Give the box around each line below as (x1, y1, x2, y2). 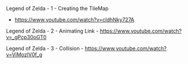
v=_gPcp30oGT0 (6, 34, 47, 40)
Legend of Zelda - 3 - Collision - (6, 45, 83, 52)
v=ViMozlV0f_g (6, 51, 43, 58)
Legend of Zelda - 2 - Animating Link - (6, 27, 99, 34)
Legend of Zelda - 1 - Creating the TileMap (6, 5, 109, 12)
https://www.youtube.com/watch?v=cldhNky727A (14, 16, 134, 23)
